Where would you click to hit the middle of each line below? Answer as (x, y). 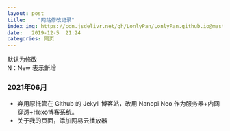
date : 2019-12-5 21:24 (44, 33)
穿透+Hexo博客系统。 (48, 112)
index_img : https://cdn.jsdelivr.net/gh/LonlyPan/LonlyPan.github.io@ (110, 26)
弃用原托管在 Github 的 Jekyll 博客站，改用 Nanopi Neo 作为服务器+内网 (118, 104)
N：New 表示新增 (32, 68)
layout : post (26, 13)
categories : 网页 (31, 39)
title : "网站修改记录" (41, 20)
